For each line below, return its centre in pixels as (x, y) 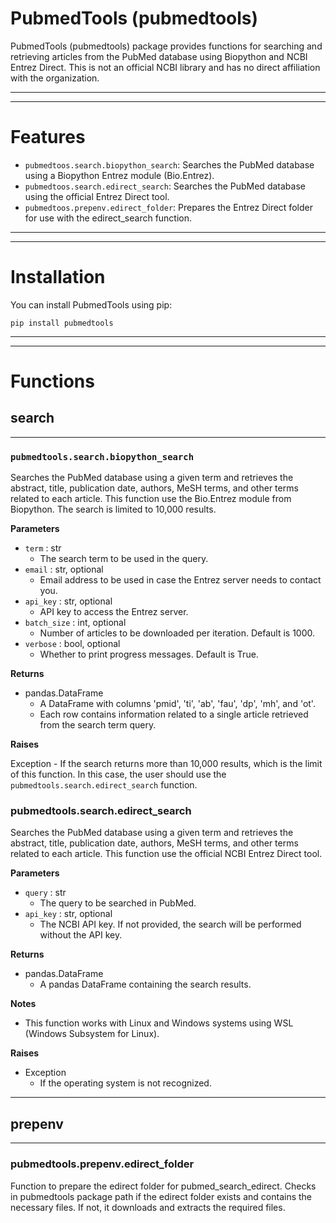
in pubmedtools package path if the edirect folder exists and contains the (161, 1196)
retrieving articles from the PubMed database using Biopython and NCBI (159, 56)
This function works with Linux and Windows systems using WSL (159, 1023)
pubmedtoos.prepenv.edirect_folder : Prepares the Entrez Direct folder (168, 207)
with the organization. (55, 78)
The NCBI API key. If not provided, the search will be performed (170, 924)
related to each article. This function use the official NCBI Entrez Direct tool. (166, 854)
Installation (58, 277)
